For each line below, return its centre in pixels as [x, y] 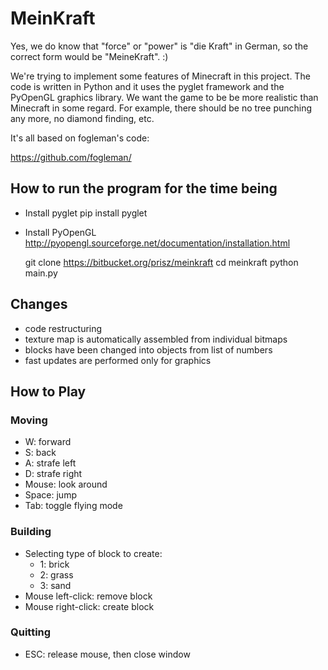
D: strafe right [53, 474]
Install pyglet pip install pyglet [86, 213]
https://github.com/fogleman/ [71, 157]
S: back [40, 453]
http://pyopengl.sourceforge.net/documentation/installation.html [157, 243]
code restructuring [63, 328]
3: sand [55, 585]
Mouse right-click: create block [89, 606]
